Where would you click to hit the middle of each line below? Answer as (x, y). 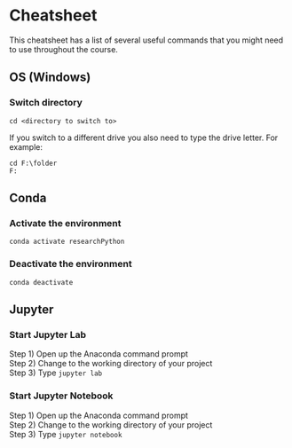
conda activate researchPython (67, 242)
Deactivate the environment (71, 264)
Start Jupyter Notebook (61, 396)
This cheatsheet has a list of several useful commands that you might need (146, 40)
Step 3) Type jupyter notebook (66, 434)
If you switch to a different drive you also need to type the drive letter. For (144, 138)
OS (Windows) (50, 78)
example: (26, 146)
